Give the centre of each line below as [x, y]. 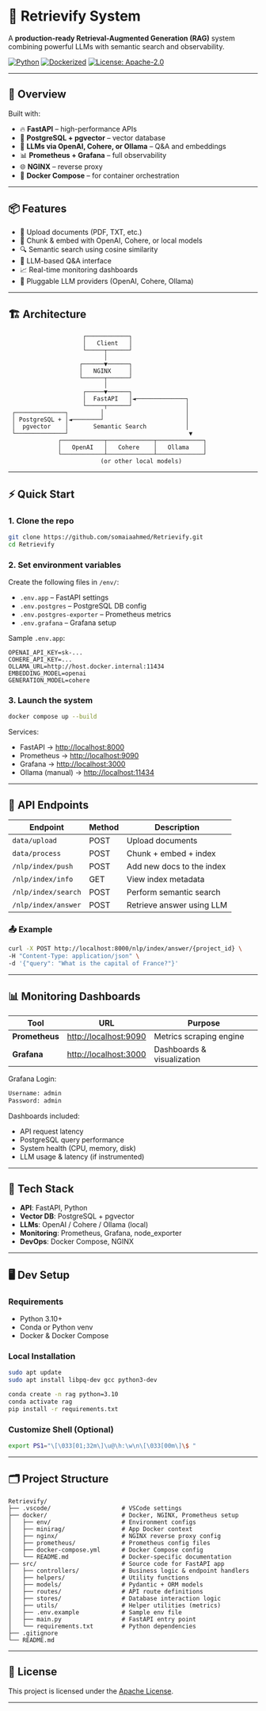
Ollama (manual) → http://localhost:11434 [87, 773]
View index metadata [165, 880]
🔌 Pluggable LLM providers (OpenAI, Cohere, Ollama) [106, 281]
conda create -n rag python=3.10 [63, 1395]
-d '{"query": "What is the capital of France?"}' [93, 964]
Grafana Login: [32, 1079]
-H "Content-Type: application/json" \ [74, 956]
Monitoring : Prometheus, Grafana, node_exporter [101, 1233]
